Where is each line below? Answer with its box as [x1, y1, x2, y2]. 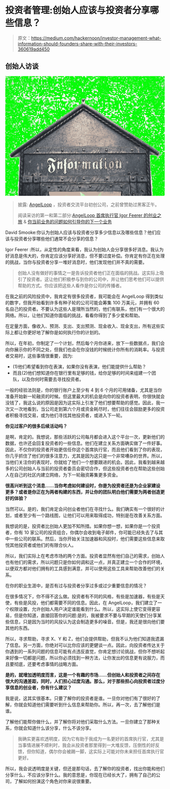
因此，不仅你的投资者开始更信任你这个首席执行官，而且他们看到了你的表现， [5, 446, 165, 452]
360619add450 [17, 46, 50, 52]
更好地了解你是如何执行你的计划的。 [27, 329, 103, 335]
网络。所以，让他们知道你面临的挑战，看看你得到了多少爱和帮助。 [5, 312, 143, 318]
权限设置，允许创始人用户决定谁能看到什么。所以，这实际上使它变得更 [9, 606, 156, 612]
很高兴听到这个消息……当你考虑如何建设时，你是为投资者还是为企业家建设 [5, 482, 161, 489]
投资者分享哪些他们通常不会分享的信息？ [14, 235, 99, 242]
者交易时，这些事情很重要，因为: [5, 352, 73, 359]
